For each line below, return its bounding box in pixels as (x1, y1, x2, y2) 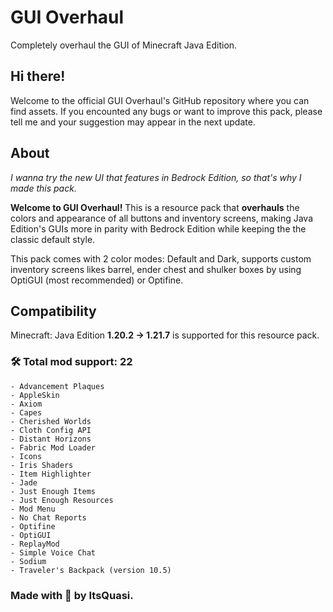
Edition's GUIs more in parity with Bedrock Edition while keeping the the (10, 222, 307, 235)
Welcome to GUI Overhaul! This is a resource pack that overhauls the (10, 201, 300, 213)
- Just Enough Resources (10, 495, 114, 505)
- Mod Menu (10, 504, 56, 514)
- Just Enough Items (10, 486, 97, 496)
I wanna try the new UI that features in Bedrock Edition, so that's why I (10, 171, 302, 183)
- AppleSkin (10, 390, 60, 400)
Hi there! (10, 68, 66, 85)
